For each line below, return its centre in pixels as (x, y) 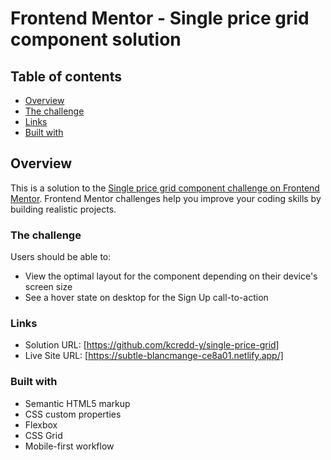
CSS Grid (43, 435)
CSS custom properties (73, 414)
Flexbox (41, 424)
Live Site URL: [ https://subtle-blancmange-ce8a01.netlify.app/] (154, 356)
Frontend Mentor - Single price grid (160, 18)
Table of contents (66, 76)
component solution (96, 39)
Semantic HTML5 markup (77, 403)
